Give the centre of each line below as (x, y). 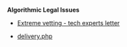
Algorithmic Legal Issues (44, 10)
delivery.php (35, 36)
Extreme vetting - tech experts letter (68, 23)
